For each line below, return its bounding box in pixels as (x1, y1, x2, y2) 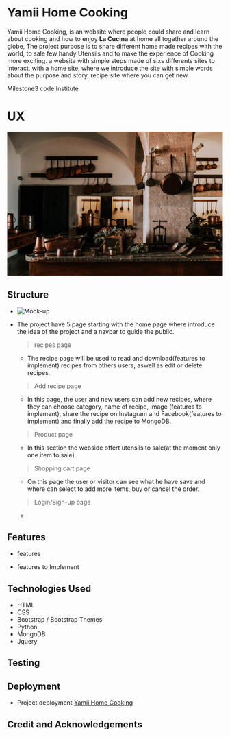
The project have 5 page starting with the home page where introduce (16, 320, 216, 328)
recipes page (34, 341, 72, 349)
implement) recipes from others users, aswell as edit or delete (27, 361, 203, 370)
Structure (7, 289, 49, 300)
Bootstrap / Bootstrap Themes (16, 615, 103, 623)
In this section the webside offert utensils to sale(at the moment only (27, 444, 221, 452)
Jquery (16, 637, 38, 645)
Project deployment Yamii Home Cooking (16, 699, 133, 707)
